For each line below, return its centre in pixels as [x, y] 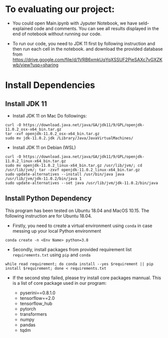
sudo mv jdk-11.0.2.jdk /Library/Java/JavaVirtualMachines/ [69, 138]
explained [23, 28]
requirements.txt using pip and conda [52, 255]
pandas [28, 324]
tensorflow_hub [36, 303]
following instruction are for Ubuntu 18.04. [49, 216]
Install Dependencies [50, 85]
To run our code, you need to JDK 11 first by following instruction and [84, 43]
